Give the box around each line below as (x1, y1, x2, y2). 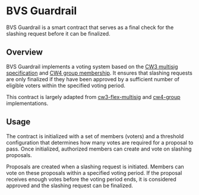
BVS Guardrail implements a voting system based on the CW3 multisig (6, 63, 178, 70)
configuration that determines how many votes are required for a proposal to (6, 139, 194, 146)
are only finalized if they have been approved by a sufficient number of (6, 75, 180, 82)
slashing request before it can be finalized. (6, 30, 111, 37)
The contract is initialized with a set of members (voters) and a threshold (6, 132, 184, 140)
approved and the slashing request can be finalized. (6, 182, 134, 189)
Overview (6, 47, 43, 57)
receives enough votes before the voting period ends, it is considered (6, 175, 176, 183)
